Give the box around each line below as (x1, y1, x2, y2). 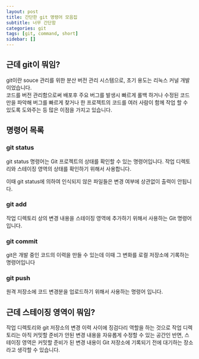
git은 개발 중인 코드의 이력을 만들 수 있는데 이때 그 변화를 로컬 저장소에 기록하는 (6, 252, 189, 259)
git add (6, 200, 27, 208)
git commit (6, 237, 38, 245)
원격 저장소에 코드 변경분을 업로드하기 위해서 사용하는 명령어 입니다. (6, 288, 163, 296)
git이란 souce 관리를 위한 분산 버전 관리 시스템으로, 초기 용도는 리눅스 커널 (6, 77, 179, 84)
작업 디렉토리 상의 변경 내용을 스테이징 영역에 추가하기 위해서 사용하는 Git (6, 214, 176, 221)
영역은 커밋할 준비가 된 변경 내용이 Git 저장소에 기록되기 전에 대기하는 (21, 339, 182, 346)
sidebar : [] (6, 36, 36, 42)
